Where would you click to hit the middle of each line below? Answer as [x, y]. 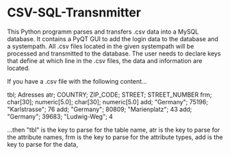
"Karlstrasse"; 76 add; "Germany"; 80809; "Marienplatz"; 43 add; [100, 109]
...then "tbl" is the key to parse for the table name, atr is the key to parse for [114, 130]
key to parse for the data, [43, 144]
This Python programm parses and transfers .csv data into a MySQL [103, 32]
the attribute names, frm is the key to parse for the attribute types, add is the [115, 137]
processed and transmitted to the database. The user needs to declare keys [114, 53]
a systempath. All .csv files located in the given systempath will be [101, 46]
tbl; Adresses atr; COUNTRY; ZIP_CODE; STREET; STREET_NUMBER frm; [110, 95]
